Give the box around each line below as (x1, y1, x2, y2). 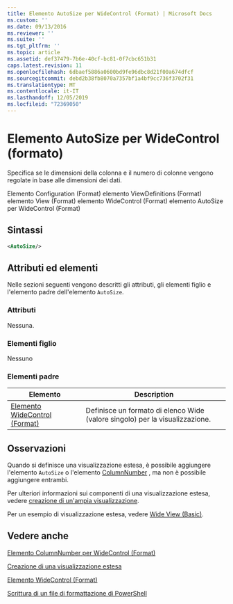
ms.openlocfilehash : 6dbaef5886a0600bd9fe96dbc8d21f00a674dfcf (7, 68, 194, 75)
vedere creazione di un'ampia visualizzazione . (7, 497, 140, 505)
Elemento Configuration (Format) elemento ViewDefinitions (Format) (7, 189, 202, 198)
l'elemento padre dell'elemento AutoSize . (7, 288, 124, 296)
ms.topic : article (7, 49, 60, 56)
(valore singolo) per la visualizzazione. (85, 415, 212, 424)
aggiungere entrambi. (7, 476, 69, 484)
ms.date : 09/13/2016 (7, 23, 67, 30)
